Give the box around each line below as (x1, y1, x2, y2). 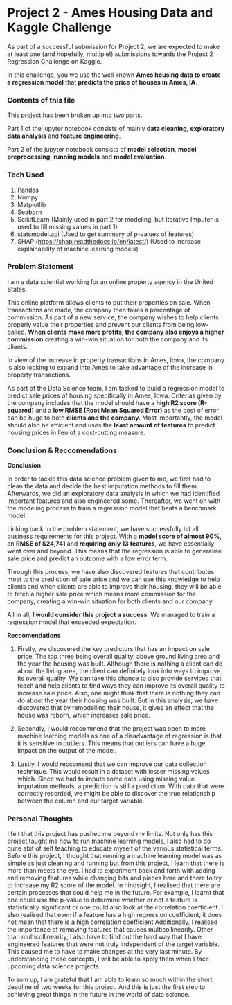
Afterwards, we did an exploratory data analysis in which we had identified (7, 490, 220, 498)
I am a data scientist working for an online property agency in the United (7, 277, 213, 285)
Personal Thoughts (7, 814, 73, 824)
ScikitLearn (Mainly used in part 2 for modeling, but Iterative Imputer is (17, 215, 220, 223)
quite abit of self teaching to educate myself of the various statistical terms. (7, 844, 223, 853)
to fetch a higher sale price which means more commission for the (7, 590, 196, 598)
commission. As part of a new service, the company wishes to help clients (7, 313, 220, 321)
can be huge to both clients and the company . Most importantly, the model (7, 413, 223, 422)
